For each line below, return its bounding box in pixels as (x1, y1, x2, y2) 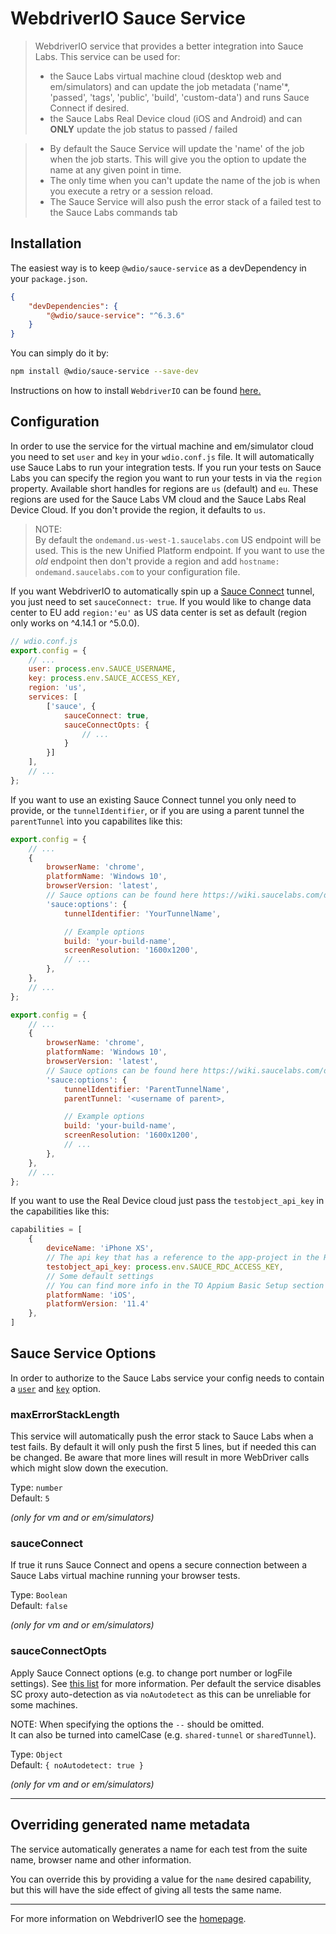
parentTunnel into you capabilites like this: (10, 815, 183, 827)
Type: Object (10, 1748, 63, 1760)
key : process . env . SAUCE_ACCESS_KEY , (28, 673, 182, 684)
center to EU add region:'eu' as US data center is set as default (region (10, 606, 307, 618)
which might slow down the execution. (10, 1462, 169, 1474)
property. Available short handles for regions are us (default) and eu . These (10, 482, 319, 494)
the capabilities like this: (10, 1205, 110, 1217)
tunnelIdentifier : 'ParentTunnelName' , (63, 1084, 230, 1094)
